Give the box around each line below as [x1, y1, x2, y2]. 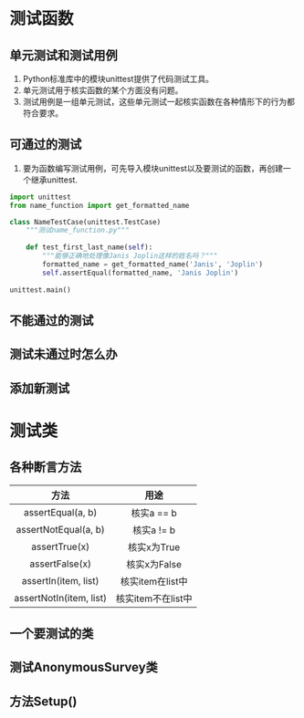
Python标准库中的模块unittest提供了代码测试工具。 [22, 74, 215, 84]
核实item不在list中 [115, 592, 193, 605]
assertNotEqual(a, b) [16, 523, 105, 536]
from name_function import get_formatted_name [9, 201, 190, 210]
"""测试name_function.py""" [26, 225, 130, 235]
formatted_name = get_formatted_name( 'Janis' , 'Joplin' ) [42, 259, 263, 269]
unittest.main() [9, 285, 71, 295]
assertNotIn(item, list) [14, 591, 108, 604]
